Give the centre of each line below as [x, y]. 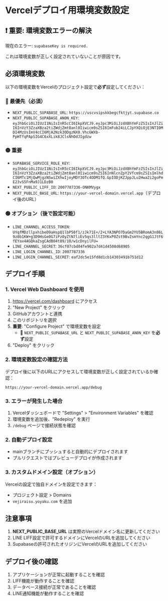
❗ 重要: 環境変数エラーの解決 [48, 30]
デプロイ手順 [25, 274]
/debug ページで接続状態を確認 [44, 425]
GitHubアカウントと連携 [37, 314]
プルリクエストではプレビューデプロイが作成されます [67, 458]
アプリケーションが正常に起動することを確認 [59, 575]
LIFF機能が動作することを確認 [43, 581]
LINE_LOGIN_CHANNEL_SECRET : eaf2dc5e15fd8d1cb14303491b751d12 [78, 257]
